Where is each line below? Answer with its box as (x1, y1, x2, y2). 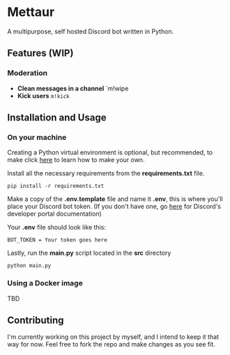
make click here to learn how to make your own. (7, 156, 145, 164)
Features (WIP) (7, 47, 74, 59)
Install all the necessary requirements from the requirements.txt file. (7, 169, 205, 177)
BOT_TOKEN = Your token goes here (7, 237, 108, 244)
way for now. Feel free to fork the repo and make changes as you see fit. (7, 340, 216, 349)
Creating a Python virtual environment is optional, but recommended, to (7, 148, 213, 157)
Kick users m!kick (17, 91, 70, 100)
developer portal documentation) (7, 210, 102, 218)
